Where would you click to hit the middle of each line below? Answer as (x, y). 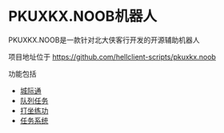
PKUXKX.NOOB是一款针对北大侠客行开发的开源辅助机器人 (104, 40)
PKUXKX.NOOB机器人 (83, 16)
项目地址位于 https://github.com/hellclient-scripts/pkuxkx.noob (112, 57)
